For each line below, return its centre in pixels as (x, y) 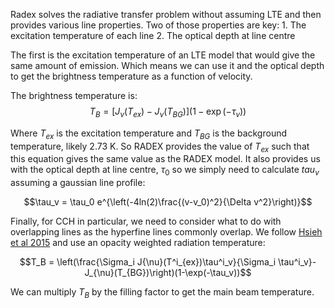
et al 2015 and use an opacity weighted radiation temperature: (138, 243)
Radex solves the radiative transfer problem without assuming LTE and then (166, 14)
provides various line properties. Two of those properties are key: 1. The (158, 25)
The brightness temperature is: (74, 95)
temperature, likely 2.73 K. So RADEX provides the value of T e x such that (160, 147)
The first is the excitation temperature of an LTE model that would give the (163, 55)
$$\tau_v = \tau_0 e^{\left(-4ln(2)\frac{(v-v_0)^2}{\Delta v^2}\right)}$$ (168, 202)
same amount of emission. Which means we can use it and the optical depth (167, 65)
